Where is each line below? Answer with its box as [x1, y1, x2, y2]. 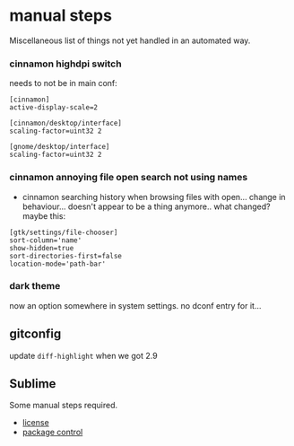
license [22, 417, 49, 428]
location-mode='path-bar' [9, 259, 106, 268]
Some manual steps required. [9, 400, 118, 411]
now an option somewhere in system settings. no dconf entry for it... [9, 300, 262, 310]
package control [22, 427, 83, 438]
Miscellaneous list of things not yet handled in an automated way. [9, 35, 251, 46]
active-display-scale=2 [9, 103, 99, 112]
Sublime [9, 376, 56, 391]
